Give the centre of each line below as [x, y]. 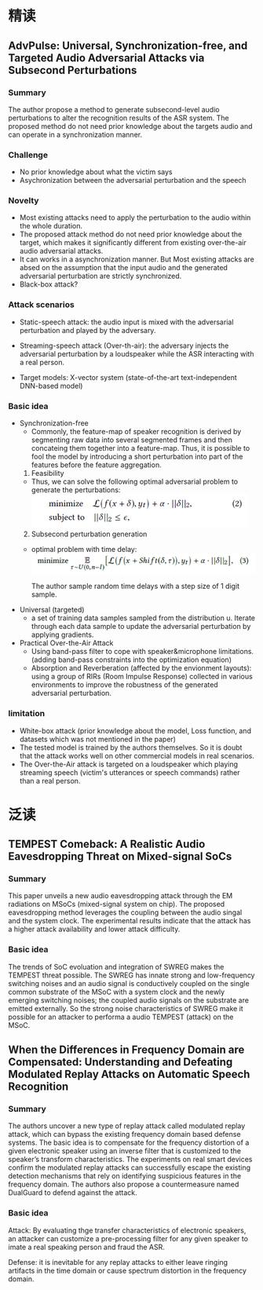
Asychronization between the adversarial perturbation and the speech [133, 181]
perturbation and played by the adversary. [88, 330]
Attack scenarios [41, 305]
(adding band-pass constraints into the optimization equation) [131, 660]
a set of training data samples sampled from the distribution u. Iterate [143, 618]
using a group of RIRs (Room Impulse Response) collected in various [142, 677]
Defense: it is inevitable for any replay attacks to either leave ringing [118, 1262]
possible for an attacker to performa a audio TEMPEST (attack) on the [121, 1017]
